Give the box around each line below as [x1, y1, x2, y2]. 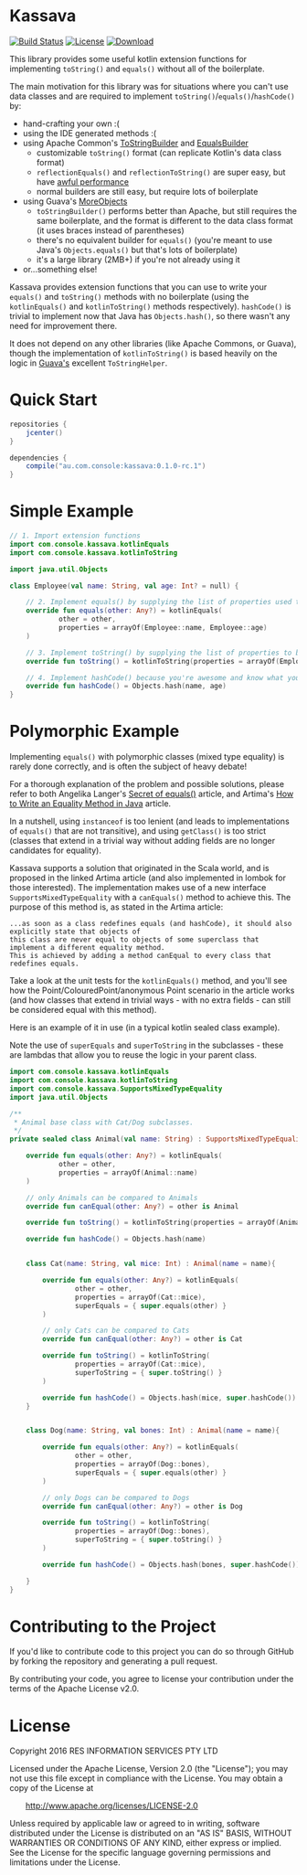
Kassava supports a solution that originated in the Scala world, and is [9, 863, 270, 874]
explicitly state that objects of [9, 927, 142, 937]
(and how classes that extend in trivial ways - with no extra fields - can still [9, 995, 291, 1006]
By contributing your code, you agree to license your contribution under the [9, 1674, 294, 1685]
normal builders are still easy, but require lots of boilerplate [36, 186, 259, 197]
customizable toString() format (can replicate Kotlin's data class [36, 147, 281, 158]
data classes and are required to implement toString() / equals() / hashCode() [9, 91, 295, 101]
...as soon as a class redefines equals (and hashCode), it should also [9, 920, 292, 929]
